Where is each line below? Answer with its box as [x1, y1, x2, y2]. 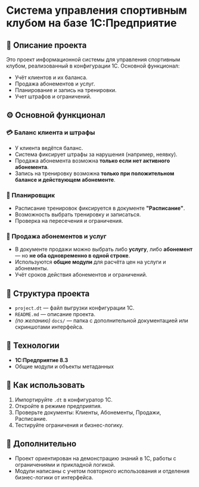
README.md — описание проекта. [14, 311, 95, 318]
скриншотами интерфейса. [14, 323, 84, 330]
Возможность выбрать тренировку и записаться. [14, 210, 141, 218]
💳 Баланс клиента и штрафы [6, 128, 95, 137]
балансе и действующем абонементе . [14, 176, 116, 183]
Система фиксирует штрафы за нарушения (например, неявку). [14, 151, 178, 158]
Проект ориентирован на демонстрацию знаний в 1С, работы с [14, 455, 177, 462]
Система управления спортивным [6, 4, 188, 17]
